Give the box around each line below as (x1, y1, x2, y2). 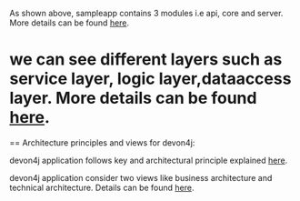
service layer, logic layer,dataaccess (9, 68, 292, 89)
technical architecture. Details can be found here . (9, 182, 195, 193)
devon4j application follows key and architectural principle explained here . (9, 155, 288, 166)
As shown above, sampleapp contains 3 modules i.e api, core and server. (9, 8, 284, 18)
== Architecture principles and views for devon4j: (9, 136, 195, 148)
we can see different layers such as (9, 49, 283, 70)
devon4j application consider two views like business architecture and (9, 172, 273, 183)
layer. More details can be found (9, 88, 257, 108)
